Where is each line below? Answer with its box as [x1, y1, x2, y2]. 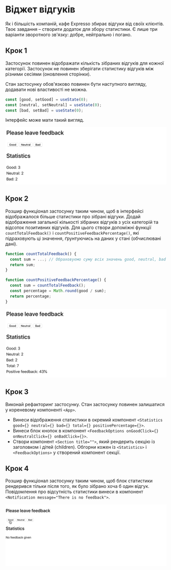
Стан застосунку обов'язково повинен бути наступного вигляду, [5, 81, 147, 87]
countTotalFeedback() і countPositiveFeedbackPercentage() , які [5, 230, 139, 236]
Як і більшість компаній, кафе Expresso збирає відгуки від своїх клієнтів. [5, 21, 164, 27]
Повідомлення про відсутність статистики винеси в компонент [5, 489, 143, 495]
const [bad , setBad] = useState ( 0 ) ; [5, 108, 83, 113]
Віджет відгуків [5, 4, 76, 15]
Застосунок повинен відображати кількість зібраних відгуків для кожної [5, 60, 164, 66]
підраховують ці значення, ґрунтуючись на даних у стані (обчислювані [5, 235, 161, 241]
